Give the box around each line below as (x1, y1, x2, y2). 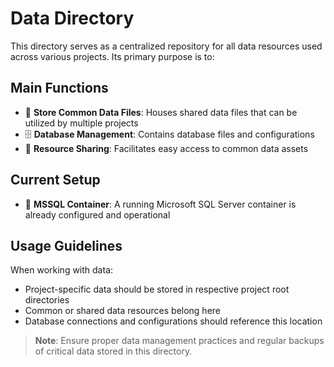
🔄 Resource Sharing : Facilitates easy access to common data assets (24, 142, 309, 154)
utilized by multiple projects (24, 117, 139, 129)
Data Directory (10, 7, 135, 30)
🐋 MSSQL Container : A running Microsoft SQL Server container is (24, 198, 297, 210)
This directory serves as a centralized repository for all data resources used (10, 40, 323, 52)
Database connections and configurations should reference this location (24, 315, 323, 327)
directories (24, 294, 70, 306)
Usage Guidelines (10, 237, 123, 254)
